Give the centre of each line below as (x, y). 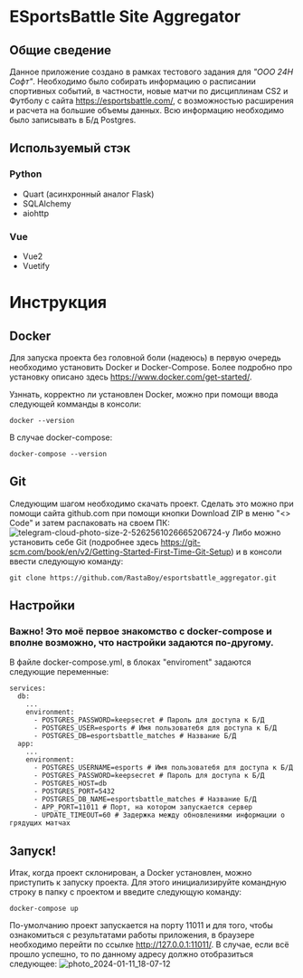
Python (26, 174)
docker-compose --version (58, 454)
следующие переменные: (59, 672)
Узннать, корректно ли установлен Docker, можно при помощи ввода (144, 394)
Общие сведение (60, 50)
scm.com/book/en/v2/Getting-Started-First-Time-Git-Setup (120, 551)
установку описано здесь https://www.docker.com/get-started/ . (131, 377)
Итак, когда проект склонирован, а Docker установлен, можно (131, 873)
